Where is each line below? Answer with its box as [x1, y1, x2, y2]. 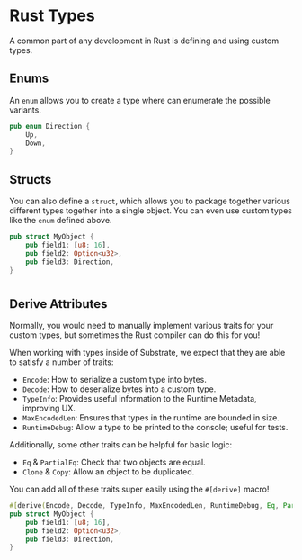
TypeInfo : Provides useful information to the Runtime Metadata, [22, 393, 258, 404]
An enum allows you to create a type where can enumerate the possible [9, 95, 271, 105]
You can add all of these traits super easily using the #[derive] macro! [9, 483, 270, 495]
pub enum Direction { [9, 122, 91, 131]
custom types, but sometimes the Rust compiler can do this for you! [9, 330, 261, 340]
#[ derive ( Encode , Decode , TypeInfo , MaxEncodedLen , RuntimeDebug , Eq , [9, 501, 280, 510]
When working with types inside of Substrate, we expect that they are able [9, 348, 286, 358]
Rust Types [9, 5, 96, 26]
